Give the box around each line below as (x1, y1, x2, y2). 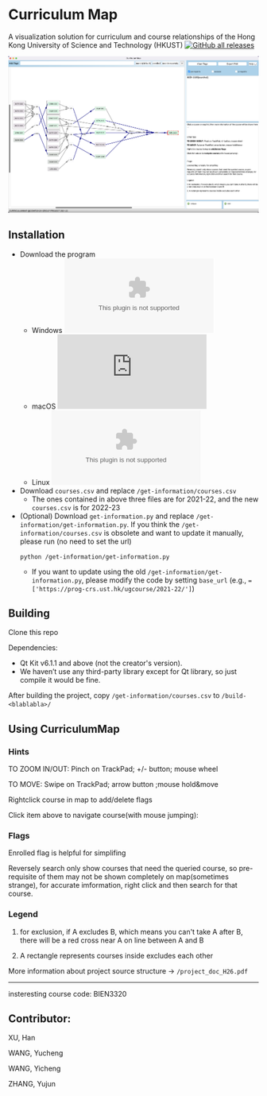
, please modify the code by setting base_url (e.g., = (81, 575, 253, 585)
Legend (8, 908, 38, 920)
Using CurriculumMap (8, 722, 121, 736)
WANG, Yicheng (8, 1063, 61, 1074)
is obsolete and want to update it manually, (103, 528, 244, 537)
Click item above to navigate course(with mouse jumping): (8, 811, 199, 820)
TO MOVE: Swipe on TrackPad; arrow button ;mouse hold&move (8, 780, 219, 789)
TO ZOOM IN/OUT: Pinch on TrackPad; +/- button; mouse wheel (8, 765, 219, 774)
